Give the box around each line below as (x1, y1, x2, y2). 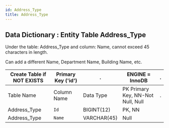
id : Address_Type (5, 7, 42, 13)
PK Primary (122, 86, 149, 93)
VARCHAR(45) (82, 114, 118, 121)
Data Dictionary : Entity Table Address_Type (5, 31, 146, 39)
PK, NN (122, 106, 140, 113)
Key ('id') (54, 77, 77, 84)
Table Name (8, 92, 36, 99)
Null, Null (122, 98, 144, 105)
